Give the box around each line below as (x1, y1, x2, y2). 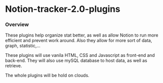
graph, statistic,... (5, 43, 41, 49)
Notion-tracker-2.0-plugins (5, 3, 121, 15)
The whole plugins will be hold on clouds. (5, 73, 90, 79)
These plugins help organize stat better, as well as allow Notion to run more (5, 32, 159, 38)
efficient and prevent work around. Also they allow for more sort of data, (5, 38, 152, 43)
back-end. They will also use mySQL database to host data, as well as (5, 58, 147, 64)
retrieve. (5, 63, 22, 69)
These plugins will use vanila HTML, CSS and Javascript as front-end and (5, 52, 155, 58)
